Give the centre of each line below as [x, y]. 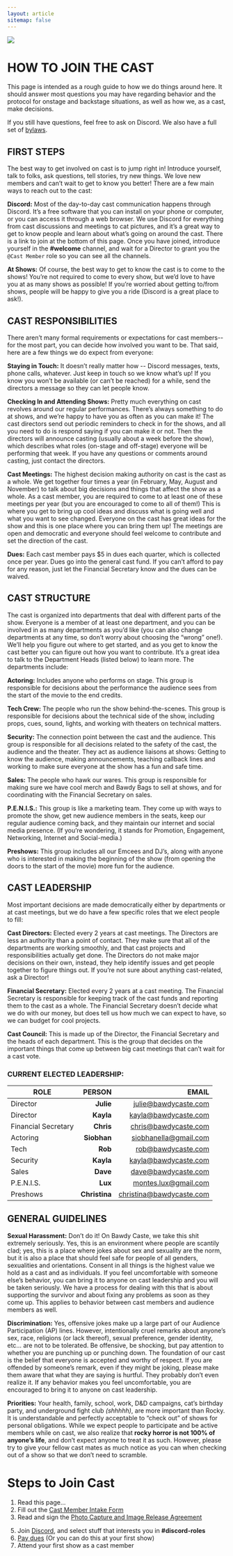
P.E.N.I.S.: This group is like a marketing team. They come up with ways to [114, 808]
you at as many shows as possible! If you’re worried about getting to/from [113, 284]
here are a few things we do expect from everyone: [81, 353]
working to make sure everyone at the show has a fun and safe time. [105, 766]
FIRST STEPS [36, 151]
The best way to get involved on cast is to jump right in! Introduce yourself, [114, 168]
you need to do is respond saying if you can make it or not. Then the [105, 431]
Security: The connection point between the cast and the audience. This [112, 737]
